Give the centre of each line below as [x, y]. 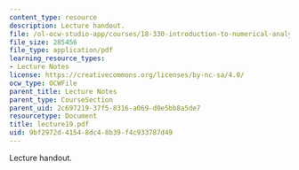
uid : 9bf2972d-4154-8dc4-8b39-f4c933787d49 [91, 133]
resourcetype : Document [53, 116]
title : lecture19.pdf [49, 125]
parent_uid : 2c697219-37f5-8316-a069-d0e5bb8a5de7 [105, 108]
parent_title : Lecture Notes [63, 91]
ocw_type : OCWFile [43, 83]
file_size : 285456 [43, 42]
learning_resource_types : [57, 58]
